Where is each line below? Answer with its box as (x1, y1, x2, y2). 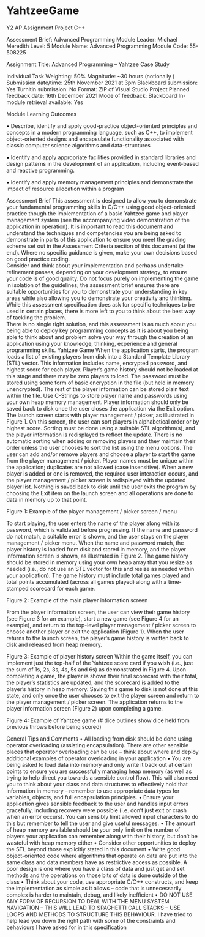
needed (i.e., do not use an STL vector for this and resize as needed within (6, 565, 195, 572)
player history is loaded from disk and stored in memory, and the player (6, 545, 187, 553)
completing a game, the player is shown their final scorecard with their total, (6, 672, 198, 679)
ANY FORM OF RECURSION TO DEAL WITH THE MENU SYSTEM (6, 897, 170, 905)
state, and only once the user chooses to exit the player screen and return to (6, 692, 199, 699)
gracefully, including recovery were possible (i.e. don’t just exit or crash (6, 806, 187, 814)
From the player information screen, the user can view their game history (6, 608, 190, 616)
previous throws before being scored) (6, 723, 102, 730)
